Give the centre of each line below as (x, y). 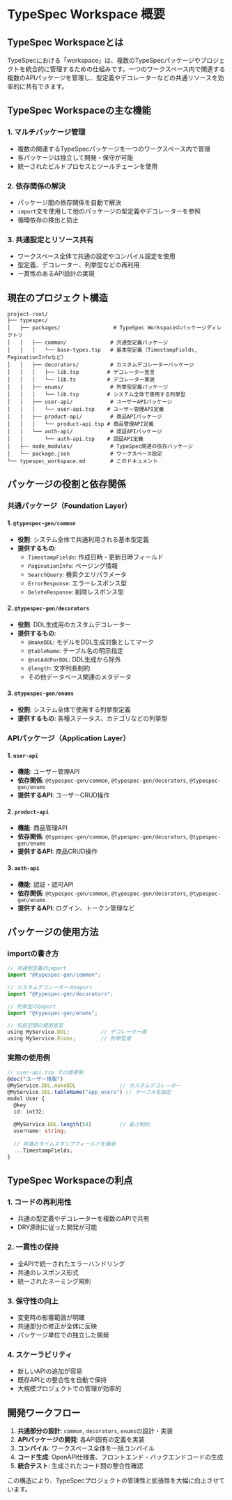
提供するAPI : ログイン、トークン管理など (76, 908)
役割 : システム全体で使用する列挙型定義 (74, 710)
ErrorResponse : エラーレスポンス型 (77, 583)
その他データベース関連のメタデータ (79, 677)
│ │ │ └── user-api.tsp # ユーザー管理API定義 (86, 410)
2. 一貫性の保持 (33, 1247)
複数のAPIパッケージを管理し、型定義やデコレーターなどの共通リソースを (113, 78)
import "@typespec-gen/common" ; (54, 975)
